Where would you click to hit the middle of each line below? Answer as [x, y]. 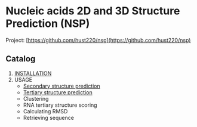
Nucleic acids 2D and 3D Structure [93, 11]
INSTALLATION [33, 73]
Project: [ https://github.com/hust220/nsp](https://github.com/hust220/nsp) [98, 40]
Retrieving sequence [48, 117]
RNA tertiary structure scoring [60, 105]
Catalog [21, 59]
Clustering [36, 98]
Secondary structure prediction [62, 86]
